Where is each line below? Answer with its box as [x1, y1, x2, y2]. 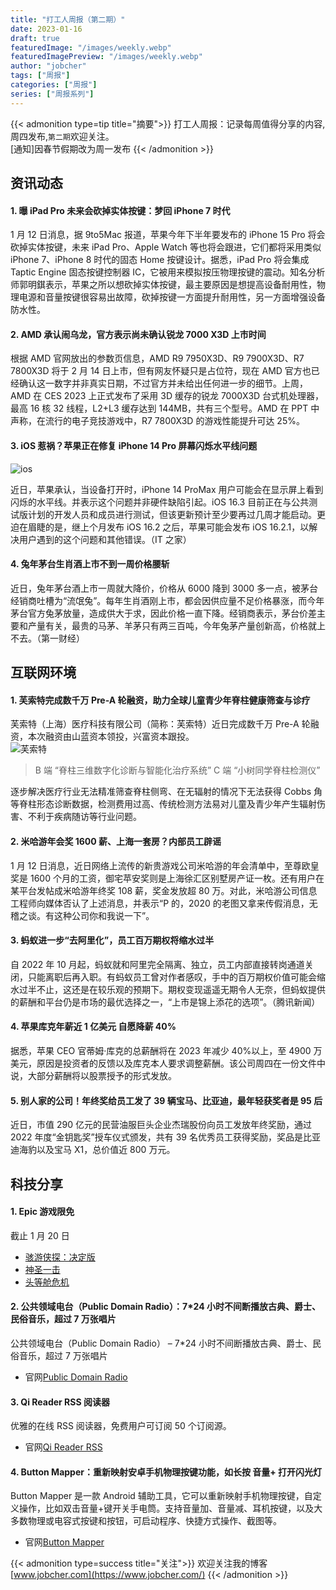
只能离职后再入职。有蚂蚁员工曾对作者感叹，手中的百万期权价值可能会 [27, 971, 317, 983]
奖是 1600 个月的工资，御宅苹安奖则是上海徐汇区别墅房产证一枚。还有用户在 [10, 872, 325, 884]
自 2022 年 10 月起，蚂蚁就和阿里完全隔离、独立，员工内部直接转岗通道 [10, 958, 305, 970]
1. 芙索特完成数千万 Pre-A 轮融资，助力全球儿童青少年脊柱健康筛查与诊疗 [10, 694, 311, 706]
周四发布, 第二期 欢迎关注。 [10, 130, 115, 142]
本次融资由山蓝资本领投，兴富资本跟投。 [27, 731, 195, 743]
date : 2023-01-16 [10, 24, 83, 34]
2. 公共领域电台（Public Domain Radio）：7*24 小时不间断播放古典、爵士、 [10, 1301, 321, 1313]
